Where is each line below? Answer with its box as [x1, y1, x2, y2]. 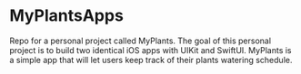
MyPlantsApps [9, 5, 125, 26]
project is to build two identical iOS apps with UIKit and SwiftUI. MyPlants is [9, 44, 292, 55]
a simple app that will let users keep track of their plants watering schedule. [9, 54, 293, 65]
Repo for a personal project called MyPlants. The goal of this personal [9, 35, 271, 46]
